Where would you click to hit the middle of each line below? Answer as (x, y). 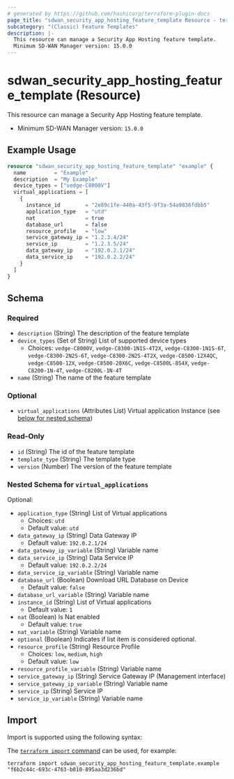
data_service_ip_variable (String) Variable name (88, 573)
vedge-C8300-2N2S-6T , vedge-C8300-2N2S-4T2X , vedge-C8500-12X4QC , (123, 356)
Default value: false (56, 587)
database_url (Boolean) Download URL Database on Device (103, 580)
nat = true (65, 218)
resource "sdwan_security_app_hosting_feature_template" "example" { (110, 166)
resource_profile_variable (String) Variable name (89, 669)
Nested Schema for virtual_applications (78, 484)
